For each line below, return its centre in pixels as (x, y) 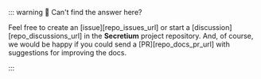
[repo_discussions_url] (45, 36)
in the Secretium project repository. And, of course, (169, 36)
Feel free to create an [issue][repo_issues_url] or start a (99, 27)
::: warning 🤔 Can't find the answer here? (75, 12)
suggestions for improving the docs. (68, 53)
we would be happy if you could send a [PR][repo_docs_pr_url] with (119, 44)
